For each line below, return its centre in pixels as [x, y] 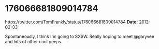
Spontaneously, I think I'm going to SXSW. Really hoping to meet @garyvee [80, 36]
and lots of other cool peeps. [34, 41]
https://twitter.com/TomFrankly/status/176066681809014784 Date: [72, 22]
